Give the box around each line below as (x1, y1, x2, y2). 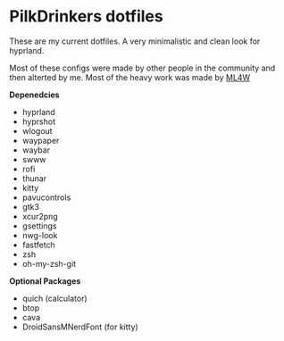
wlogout (21, 125, 53, 136)
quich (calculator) (21, 293, 88, 304)
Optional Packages (9, 275, 81, 287)
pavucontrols (21, 192, 71, 203)
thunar (21, 172, 47, 184)
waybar (21, 145, 51, 155)
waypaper (21, 135, 60, 146)
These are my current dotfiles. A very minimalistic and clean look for (9, 36, 261, 46)
